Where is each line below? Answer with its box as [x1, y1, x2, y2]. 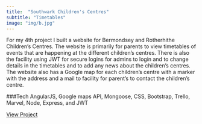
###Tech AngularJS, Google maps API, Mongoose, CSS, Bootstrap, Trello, [6, 93, 191, 100]
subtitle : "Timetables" [6, 14, 66, 20]
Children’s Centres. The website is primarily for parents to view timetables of [6, 43, 197, 50]
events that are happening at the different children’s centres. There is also [6, 49, 190, 57]
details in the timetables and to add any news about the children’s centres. [6, 62, 191, 69]
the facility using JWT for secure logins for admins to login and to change [6, 55, 189, 63]
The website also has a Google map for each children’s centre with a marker [6, 69, 195, 76]
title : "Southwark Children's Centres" [6, 8, 110, 15]
